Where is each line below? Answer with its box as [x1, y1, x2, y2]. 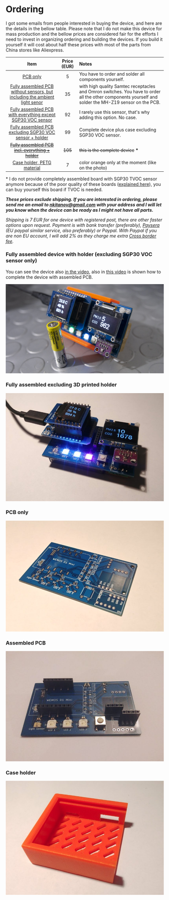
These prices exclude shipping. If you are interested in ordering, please [6, 197, 157, 203]
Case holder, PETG [12, 159, 52, 165]
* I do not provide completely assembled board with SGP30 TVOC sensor [6, 176, 157, 182]
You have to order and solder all [79, 71, 145, 77]
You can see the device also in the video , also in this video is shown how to [6, 269, 161, 275]
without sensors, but [11, 88, 53, 94]
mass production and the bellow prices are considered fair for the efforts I [6, 31, 158, 37]
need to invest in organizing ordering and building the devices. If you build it [6, 36, 163, 42]
